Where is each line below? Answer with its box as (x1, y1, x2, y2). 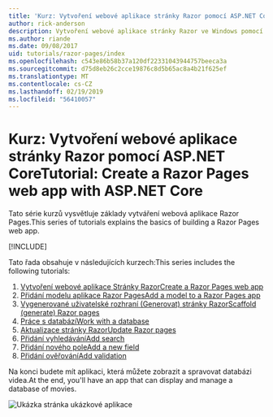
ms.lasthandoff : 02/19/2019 (8, 87, 104, 96)
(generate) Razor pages (19, 308, 100, 318)
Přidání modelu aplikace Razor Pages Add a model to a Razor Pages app (19, 290, 261, 301)
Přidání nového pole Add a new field (19, 342, 140, 352)
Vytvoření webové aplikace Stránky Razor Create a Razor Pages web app (19, 282, 264, 292)
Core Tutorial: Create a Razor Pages (8, 164, 249, 183)
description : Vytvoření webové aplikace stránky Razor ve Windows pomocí (8, 27, 264, 35)
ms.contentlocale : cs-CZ (8, 80, 93, 88)
